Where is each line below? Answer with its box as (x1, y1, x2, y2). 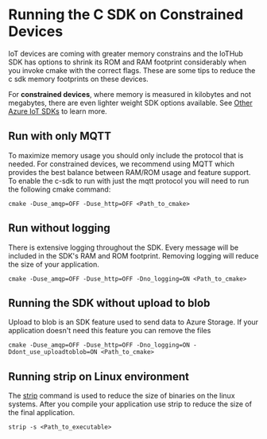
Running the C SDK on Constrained (8, 6, 244, 24)
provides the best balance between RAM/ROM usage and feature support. (8, 167, 251, 177)
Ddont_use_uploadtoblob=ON (8, 348, 98, 356)
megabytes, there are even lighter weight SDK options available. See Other (8, 98, 253, 107)
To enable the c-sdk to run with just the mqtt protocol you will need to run (8, 176, 250, 185)
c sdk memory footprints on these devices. (8, 74, 149, 84)
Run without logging (8, 221, 111, 235)
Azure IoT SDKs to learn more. (8, 106, 107, 116)
